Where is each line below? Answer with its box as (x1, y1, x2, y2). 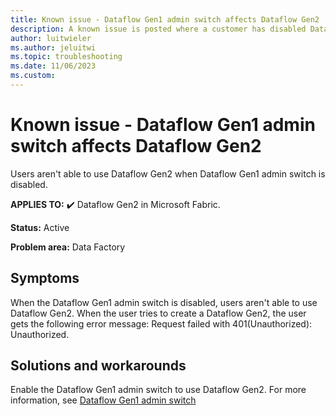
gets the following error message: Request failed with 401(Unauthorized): (10, 317, 313, 330)
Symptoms (10, 270, 80, 287)
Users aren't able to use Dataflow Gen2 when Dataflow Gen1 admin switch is (10, 167, 326, 180)
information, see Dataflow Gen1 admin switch (10, 394, 197, 406)
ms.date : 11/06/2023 (10, 61, 97, 71)
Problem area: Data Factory (10, 241, 126, 253)
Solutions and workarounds (10, 357, 187, 375)
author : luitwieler (10, 33, 92, 43)
